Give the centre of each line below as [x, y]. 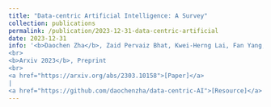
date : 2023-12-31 [38, 38]
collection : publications [52, 23]
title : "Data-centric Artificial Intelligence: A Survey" [108, 16]
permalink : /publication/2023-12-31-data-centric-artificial [114, 31]
